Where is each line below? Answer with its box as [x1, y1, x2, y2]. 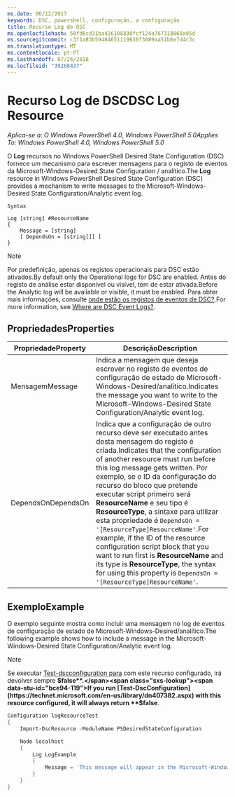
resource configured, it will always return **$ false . [7, 699, 159, 707]
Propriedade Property [13, 343, 86, 353]
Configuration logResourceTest [7, 712, 99, 719]
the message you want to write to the [95, 390, 218, 400]
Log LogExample [32, 751, 77, 758]
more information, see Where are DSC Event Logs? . [7, 302, 156, 311]
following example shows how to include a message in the [7, 634, 175, 643]
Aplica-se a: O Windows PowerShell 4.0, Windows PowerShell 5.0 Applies [7, 130, 218, 139]
